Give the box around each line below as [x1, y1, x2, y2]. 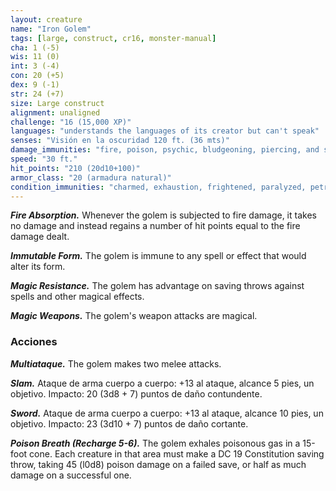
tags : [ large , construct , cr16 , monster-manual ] [10, 33, 217, 43]
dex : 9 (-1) [10, 80, 60, 90]
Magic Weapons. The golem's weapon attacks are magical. [10, 310, 258, 322]
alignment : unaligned [10, 107, 101, 118]
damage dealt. [10, 231, 70, 243]
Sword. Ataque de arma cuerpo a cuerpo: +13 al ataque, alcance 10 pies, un [10, 407, 324, 419]
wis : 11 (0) [10, 52, 60, 62]
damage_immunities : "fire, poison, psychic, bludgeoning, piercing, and [10, 145, 320, 155]
